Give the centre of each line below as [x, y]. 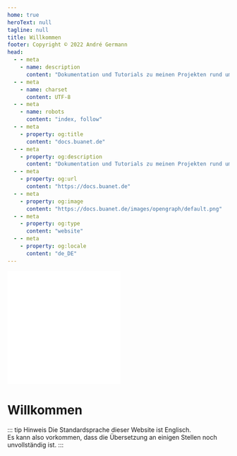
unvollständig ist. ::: [36, 445]
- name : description [50, 67]
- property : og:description [61, 157]
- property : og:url [49, 179]
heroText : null [30, 22]
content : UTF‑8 [48, 97]
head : [15, 52]
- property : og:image [51, 201]
